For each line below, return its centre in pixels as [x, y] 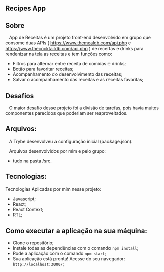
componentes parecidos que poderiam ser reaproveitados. [66, 113]
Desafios [20, 96]
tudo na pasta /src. [32, 161]
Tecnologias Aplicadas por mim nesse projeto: [53, 189]
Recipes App [26, 8]
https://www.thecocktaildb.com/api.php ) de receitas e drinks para [74, 49]
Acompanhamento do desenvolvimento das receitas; [67, 74]
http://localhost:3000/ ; [38, 264]
